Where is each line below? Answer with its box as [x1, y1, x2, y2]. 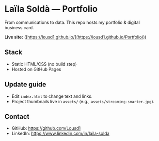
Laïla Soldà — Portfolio [4, 3, 98, 15]
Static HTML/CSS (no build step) [11, 61, 77, 67]
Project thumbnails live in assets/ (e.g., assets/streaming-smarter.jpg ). [11, 98, 155, 104]
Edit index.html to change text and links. [11, 93, 93, 99]
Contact [4, 112, 30, 121]
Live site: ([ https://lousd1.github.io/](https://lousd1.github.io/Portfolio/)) [4, 34, 146, 40]
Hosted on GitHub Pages [11, 66, 62, 72]
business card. [4, 24, 34, 30]
